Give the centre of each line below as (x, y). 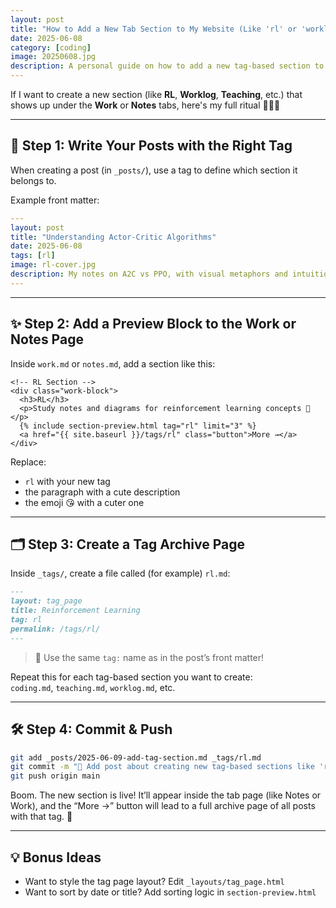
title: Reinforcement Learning (75, 611)
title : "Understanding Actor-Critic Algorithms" (113, 237)
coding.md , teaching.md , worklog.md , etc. (93, 687)
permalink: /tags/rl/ (55, 629)
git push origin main (55, 776)
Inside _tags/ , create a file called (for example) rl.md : (120, 573)
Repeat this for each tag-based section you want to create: (131, 677)
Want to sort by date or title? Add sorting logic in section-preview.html (170, 892)
